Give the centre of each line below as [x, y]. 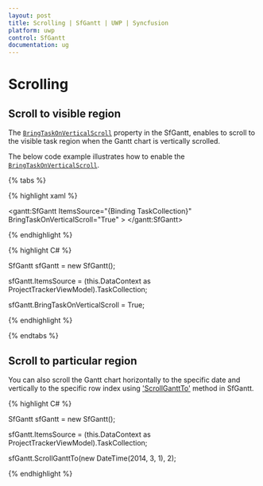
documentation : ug [39, 45]
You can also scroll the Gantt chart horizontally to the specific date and [124, 380]
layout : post [30, 15]
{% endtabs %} [33, 336]
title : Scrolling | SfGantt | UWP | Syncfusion [89, 23]
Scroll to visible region [65, 113]
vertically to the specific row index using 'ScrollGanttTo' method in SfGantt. [131, 388]
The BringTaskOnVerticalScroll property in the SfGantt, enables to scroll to [132, 133]
